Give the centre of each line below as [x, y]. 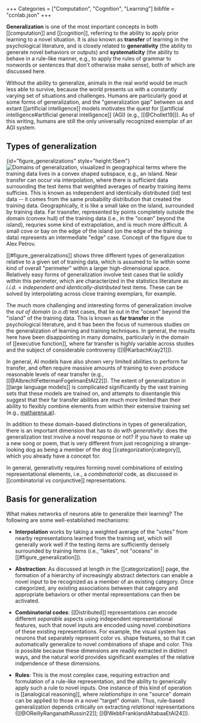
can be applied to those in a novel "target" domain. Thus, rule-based [100, 700]
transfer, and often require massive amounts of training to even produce [95, 368]
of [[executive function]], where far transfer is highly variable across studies [100, 343]
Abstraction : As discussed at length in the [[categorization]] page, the [102, 569]
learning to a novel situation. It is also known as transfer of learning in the [97, 39]
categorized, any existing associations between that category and [96, 588]
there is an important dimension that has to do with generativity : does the [97, 430]
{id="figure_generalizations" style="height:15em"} [68, 161]
